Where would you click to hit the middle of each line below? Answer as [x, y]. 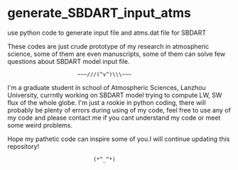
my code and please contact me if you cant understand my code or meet [114, 118]
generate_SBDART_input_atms [99, 13]
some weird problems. [40, 125]
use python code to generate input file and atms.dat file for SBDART [107, 33]
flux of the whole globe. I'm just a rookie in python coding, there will [107, 102]
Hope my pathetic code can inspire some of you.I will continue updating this [119, 139]
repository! [23, 146]
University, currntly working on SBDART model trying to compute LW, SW [115, 95]
